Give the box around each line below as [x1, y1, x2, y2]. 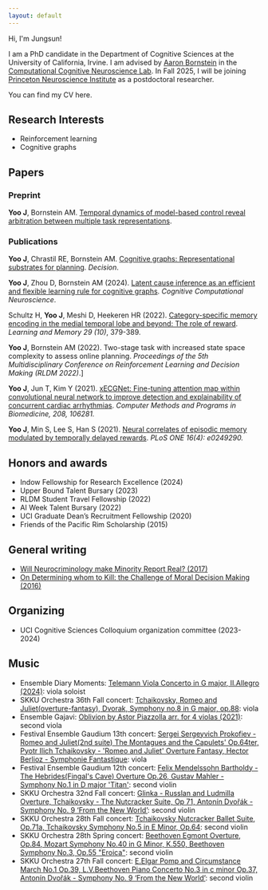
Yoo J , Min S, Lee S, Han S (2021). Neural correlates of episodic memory [8, 424, 247, 435]
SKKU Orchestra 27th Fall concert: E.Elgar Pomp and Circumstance [19, 856, 241, 865]
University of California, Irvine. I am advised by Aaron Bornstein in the [8, 57, 238, 67]
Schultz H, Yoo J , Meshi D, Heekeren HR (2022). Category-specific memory [8, 310, 258, 320]
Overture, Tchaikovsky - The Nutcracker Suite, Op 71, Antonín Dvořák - [19, 797, 254, 806]
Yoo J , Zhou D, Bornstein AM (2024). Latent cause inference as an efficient [8, 278, 255, 288]
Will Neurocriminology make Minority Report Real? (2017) [19, 564, 208, 574]
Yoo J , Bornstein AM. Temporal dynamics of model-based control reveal [8, 208, 246, 218]
